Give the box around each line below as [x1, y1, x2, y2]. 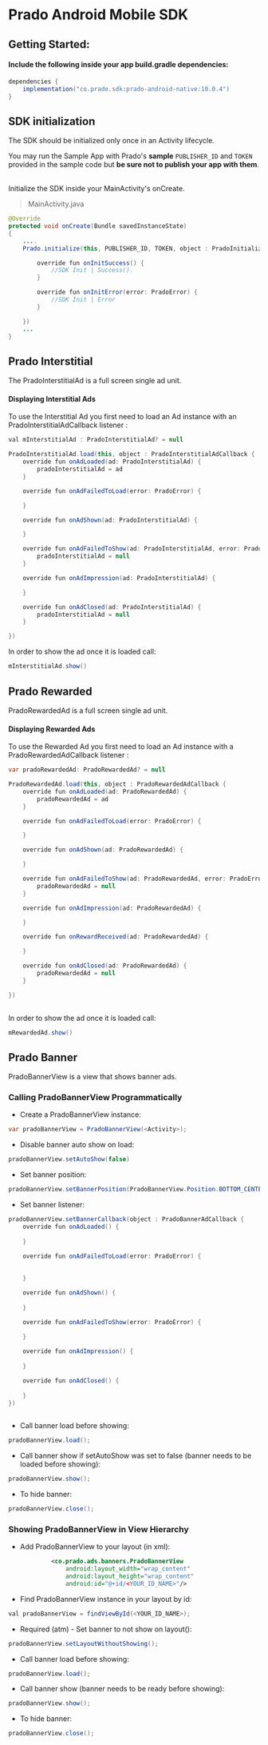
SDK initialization [8, 114, 96, 128]
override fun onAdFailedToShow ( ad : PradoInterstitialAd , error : [22, 545, 241, 553]
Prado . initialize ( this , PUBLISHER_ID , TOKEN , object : [22, 244, 209, 253]
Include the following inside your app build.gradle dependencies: [8, 60, 229, 70]
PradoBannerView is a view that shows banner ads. [8, 1072, 177, 1082]
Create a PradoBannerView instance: [19, 1110, 141, 1119]
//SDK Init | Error [50, 296, 116, 304]
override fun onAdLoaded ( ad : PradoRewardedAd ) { [22, 787, 187, 795]
